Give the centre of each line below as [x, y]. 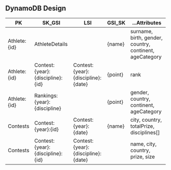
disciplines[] [145, 132]
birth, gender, [147, 38]
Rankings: [46, 95]
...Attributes [147, 22]
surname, [142, 31]
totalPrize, [142, 126]
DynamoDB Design [36, 8]
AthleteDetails [51, 44]
